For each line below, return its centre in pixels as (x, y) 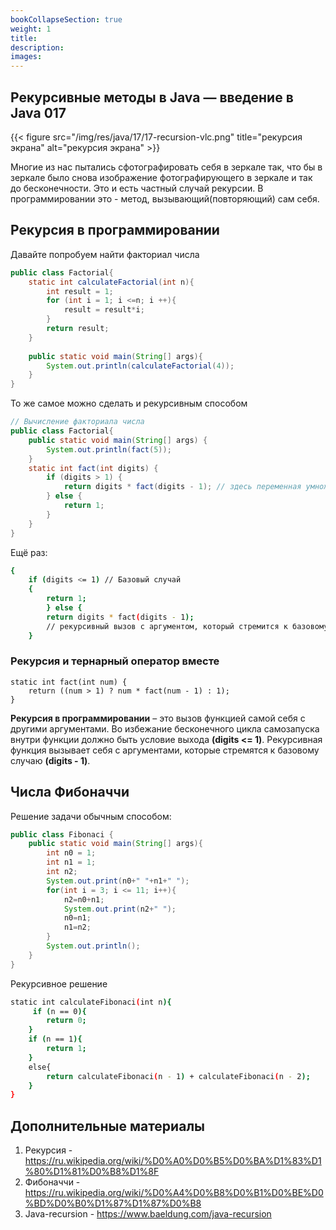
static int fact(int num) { (69, 682)
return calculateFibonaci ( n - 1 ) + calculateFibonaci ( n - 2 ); (178, 1076)
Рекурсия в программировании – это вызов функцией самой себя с (158, 718)
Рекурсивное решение (59, 983)
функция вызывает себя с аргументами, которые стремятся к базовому (165, 750)
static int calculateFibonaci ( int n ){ (91, 1002)
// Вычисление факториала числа (77, 422)
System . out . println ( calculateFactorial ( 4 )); (140, 366)
